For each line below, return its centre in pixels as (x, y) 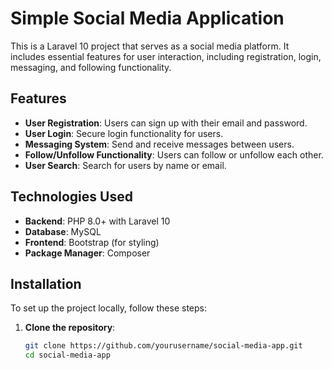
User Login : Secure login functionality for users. (124, 133)
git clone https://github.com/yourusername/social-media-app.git (163, 346)
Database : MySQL (63, 231)
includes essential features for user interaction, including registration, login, (166, 56)
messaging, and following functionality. (91, 67)
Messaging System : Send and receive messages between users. (159, 144)
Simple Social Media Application (147, 18)
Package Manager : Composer (87, 253)
